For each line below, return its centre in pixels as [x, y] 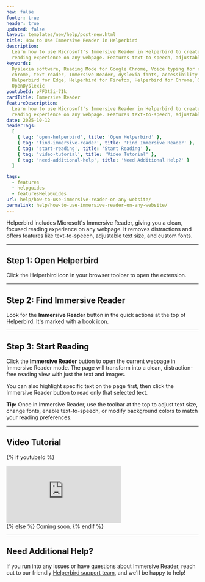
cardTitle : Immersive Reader [43, 97]
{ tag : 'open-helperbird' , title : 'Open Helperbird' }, [90, 137]
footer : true [23, 18]
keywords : [19, 63]
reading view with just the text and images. [72, 374]
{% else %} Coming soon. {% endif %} [55, 526]
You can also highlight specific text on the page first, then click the [90, 386]
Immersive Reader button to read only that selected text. [77, 392]
